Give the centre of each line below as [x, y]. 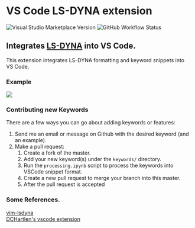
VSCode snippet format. [53, 172]
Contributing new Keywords [47, 110]
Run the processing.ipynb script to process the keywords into [98, 166]
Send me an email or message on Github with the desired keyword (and [102, 134]
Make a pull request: [40, 147]
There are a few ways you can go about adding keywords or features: [91, 123]
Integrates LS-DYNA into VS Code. [71, 46]
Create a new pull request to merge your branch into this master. [102, 178]
